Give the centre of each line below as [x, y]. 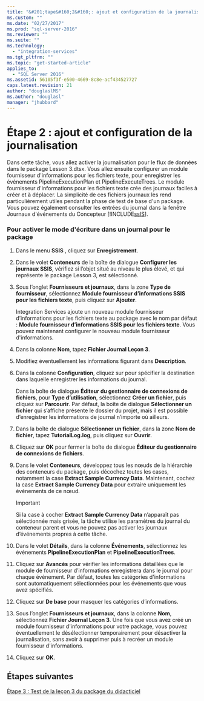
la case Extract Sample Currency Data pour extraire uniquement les [101, 485]
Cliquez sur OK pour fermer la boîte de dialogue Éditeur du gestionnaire [106, 447]
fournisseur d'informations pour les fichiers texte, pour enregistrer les [94, 175]
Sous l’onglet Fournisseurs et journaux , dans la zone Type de [93, 287]
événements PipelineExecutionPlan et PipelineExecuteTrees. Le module [96, 181]
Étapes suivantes [40, 676]
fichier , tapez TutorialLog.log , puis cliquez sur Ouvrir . [84, 435]
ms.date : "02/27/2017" [35, 23]
